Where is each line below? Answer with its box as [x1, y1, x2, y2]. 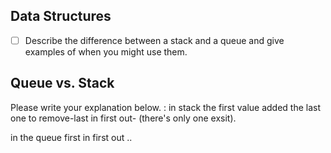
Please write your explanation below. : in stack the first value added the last [10, 101, 322, 113]
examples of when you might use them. [24, 45, 188, 58]
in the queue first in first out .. [10, 131, 133, 143]
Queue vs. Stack [10, 75, 115, 92]
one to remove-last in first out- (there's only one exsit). [10, 112, 237, 124]
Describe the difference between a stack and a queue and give [24, 34, 285, 46]
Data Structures [10, 8, 112, 25]
